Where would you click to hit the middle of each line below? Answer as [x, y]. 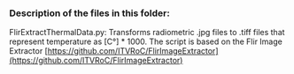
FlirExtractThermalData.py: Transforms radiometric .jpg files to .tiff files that [147, 33]
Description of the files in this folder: [89, 13]
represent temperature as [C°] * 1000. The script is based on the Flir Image [146, 41]
